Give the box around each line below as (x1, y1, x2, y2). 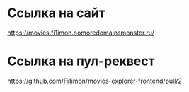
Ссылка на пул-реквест (7, 53, 155, 69)
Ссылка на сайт (7, 5, 105, 21)
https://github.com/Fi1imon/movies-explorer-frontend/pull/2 (7, 76, 183, 85)
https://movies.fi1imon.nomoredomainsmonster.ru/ (7, 28, 154, 37)
